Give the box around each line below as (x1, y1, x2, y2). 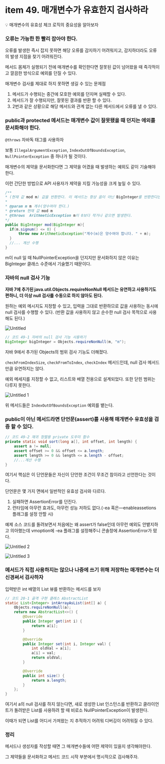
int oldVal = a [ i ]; (31, 646, 71, 651)
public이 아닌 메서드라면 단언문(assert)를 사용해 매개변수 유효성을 (5, 416, 153, 422)
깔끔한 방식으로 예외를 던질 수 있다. (10, 70, 77, 76)
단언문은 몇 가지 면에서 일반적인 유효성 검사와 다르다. (5, 488, 106, 494)
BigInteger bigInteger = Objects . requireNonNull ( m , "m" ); (5, 340, 126, 345)
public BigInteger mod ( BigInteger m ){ (5, 222, 84, 227)
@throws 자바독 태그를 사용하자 (5, 137, 64, 142)
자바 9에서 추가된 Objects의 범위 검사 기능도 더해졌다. (5, 348, 109, 355)
